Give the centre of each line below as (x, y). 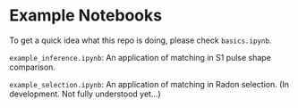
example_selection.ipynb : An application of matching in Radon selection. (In (149, 84)
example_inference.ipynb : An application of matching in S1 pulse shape (140, 57)
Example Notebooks (86, 16)
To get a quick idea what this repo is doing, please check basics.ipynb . (140, 40)
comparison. (33, 67)
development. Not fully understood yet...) (85, 94)
